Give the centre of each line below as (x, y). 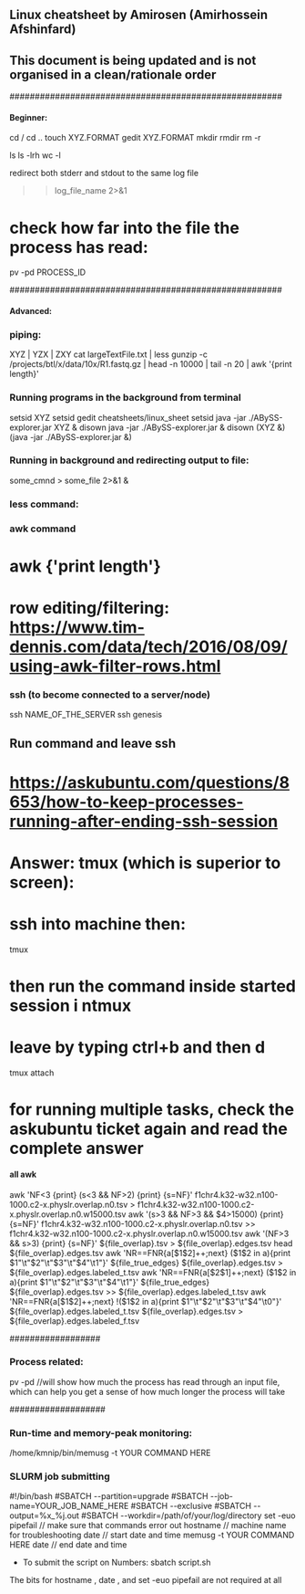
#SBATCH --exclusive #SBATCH (191, 1506)
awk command (43, 529)
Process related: (46, 1362)
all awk (23, 1174)
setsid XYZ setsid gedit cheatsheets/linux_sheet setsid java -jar (128, 417)
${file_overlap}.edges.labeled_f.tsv (75, 1321)
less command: (44, 504)
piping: (25, 334)
